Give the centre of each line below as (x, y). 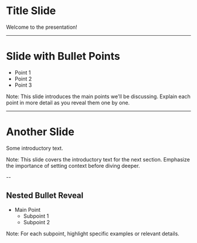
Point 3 (23, 85)
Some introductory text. (35, 148)
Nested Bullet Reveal (45, 196)
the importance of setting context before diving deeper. (73, 166)
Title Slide (31, 11)
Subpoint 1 (36, 216)
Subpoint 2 (37, 222)
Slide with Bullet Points (63, 56)
